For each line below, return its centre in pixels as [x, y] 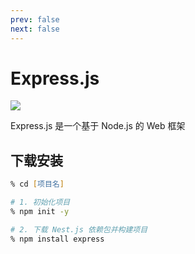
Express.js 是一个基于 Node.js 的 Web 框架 [98, 126]
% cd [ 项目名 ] [37, 184]
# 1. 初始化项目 [40, 202]
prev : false [35, 19]
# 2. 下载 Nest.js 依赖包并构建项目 [79, 229]
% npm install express [57, 239]
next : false [35, 29]
